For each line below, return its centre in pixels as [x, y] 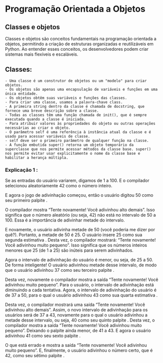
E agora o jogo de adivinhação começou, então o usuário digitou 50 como [79, 195]
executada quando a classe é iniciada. [45, 119]
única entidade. [21, 94]
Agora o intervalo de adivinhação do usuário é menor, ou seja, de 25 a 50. [79, 260]
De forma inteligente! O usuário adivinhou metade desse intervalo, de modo [81, 265]
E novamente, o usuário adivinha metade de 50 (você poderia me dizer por [80, 230]
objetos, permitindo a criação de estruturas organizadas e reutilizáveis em [79, 44]
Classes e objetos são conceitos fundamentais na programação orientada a [81, 39]
